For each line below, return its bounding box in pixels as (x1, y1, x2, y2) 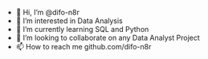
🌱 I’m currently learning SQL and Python (15, 25, 149, 33)
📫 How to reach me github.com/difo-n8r (15, 42, 152, 51)
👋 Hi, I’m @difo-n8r (15, 8, 80, 17)
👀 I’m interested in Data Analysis (15, 16, 123, 26)
